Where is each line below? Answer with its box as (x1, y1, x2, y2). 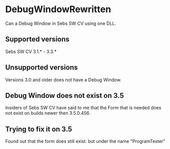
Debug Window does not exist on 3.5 (5, 91, 124, 100)
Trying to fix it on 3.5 (5, 125, 73, 133)
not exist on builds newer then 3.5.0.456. (5, 110, 90, 116)
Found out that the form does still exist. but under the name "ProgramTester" (5, 138, 165, 144)
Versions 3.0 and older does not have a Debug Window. (5, 77, 122, 83)
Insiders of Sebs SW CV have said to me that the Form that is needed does (5, 105, 161, 111)
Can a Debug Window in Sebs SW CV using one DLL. (5, 20, 117, 26)
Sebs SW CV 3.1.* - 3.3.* (5, 48, 57, 54)
